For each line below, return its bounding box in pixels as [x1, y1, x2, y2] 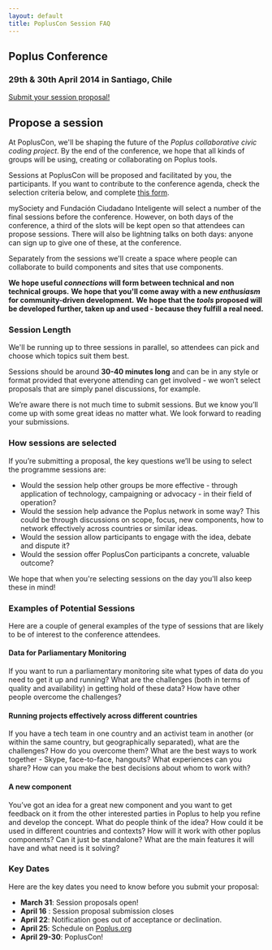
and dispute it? [19, 541, 71, 551]
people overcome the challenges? [8, 692, 122, 702]
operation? [19, 497, 57, 507]
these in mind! [8, 582, 56, 592]
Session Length [8, 324, 71, 335]
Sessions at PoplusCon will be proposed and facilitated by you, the [8, 171, 232, 179]
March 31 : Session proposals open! [19, 897, 139, 907]
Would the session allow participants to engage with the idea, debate [19, 532, 252, 542]
